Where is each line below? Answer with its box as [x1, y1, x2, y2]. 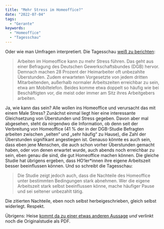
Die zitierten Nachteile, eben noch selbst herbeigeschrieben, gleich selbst [5, 198, 157, 204]
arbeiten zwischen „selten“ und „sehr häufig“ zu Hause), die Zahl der [5, 131, 147, 137]
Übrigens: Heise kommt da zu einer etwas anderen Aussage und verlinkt [5, 213, 154, 219]
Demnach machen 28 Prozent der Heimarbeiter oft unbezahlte [17, 69, 145, 75]
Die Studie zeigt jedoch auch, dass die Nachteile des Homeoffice [17, 172, 151, 178]
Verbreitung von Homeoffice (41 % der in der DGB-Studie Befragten [5, 126, 144, 132]
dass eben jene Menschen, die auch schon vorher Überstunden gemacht [5, 142, 155, 148]
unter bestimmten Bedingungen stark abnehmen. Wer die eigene [17, 177, 150, 184]
